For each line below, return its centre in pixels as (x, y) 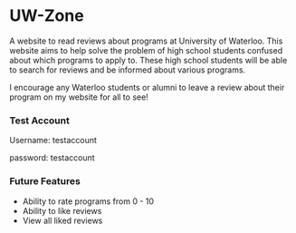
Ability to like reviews (62, 210)
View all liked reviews (62, 220)
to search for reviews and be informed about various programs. (128, 70)
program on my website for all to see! (79, 97)
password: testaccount (52, 158)
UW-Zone (47, 16)
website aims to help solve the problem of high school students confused (146, 50)
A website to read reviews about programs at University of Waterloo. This (146, 41)
